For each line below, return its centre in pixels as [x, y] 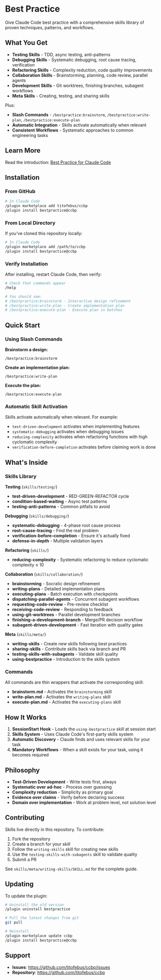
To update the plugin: [26, 896]
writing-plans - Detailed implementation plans [58, 589]
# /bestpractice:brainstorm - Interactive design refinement [68, 301]
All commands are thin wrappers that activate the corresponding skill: [74, 682]
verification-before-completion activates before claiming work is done [84, 447]
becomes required [30, 755]
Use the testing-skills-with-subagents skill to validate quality [74, 854]
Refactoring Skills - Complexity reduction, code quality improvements [82, 70]
